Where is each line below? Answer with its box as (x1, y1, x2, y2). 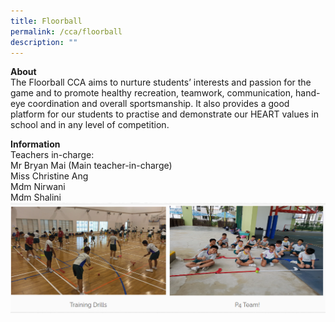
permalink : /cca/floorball (10, 26, 123, 37)
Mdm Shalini (10, 191, 62, 204)
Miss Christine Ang (10, 170, 89, 182)
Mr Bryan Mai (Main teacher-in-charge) (10, 160, 173, 172)
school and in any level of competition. (10, 119, 170, 131)
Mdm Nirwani (10, 181, 66, 193)
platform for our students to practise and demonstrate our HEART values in (10, 108, 319, 120)
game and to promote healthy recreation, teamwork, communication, (10, 87, 294, 99)
